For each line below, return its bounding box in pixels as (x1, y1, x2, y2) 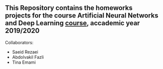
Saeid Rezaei (12, 49, 38, 55)
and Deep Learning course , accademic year (5, 19, 140, 27)
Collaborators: (5, 39, 34, 45)
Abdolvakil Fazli (12, 54, 44, 60)
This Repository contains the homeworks (5, 4, 133, 12)
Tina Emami (12, 59, 36, 65)
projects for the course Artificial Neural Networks (5, 12, 159, 20)
